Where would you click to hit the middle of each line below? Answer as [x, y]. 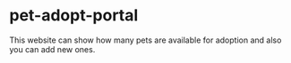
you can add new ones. [52, 49]
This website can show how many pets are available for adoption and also [145, 40]
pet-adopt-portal [74, 16]
